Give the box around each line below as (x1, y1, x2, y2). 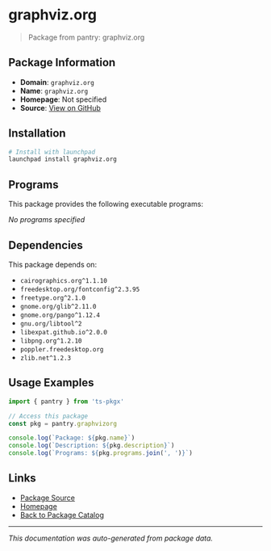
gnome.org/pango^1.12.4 (19, 311, 101, 319)
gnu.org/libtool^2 (19, 319, 82, 328)
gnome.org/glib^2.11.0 (19, 302, 97, 310)
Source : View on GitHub (19, 103, 101, 112)
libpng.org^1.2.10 (19, 337, 82, 345)
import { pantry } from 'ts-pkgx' (8, 397, 125, 406)
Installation (8, 127, 66, 141)
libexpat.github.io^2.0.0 (19, 328, 107, 336)
